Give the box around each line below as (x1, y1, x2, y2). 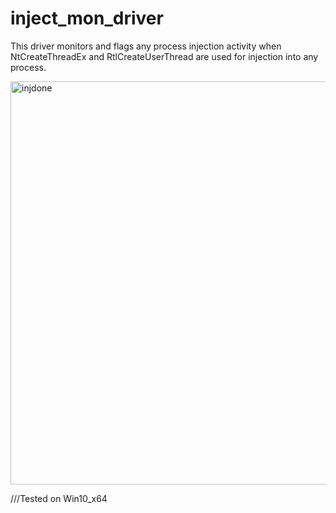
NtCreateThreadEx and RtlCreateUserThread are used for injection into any (10, 50, 319, 62)
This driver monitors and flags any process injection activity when (10, 40, 282, 52)
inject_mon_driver (10, 7, 164, 30)
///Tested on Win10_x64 (10, 492, 108, 504)
